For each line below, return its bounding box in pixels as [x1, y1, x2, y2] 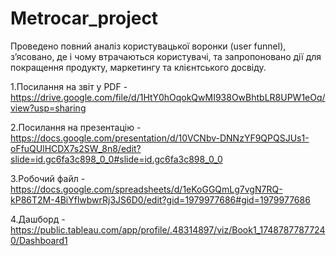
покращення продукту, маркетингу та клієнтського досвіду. [10, 61, 267, 73]
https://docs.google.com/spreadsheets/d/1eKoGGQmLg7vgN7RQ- [10, 183, 283, 195]
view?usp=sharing [10, 102, 87, 114]
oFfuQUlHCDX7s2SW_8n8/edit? [10, 142, 142, 154]
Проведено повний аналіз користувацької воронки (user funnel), [10, 40, 287, 52]
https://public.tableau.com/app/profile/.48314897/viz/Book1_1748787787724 [10, 223, 326, 236]
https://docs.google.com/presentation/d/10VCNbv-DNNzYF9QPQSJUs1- [10, 132, 310, 144]
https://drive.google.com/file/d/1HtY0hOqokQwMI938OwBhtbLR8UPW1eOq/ [10, 91, 326, 103]
